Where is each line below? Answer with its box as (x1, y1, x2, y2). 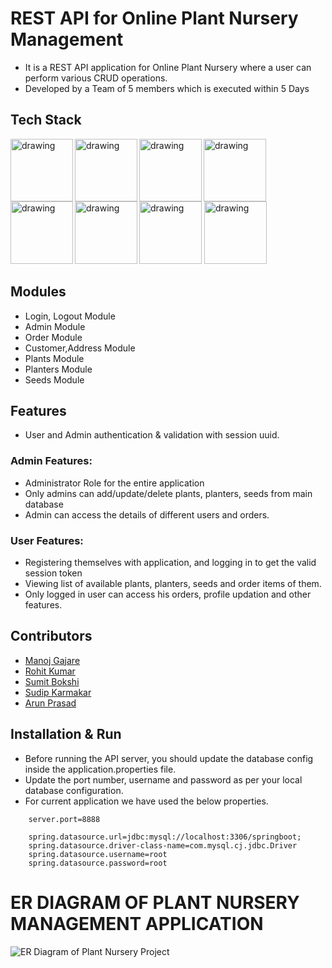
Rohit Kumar (24, 665, 76, 677)
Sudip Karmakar (24, 686, 92, 698)
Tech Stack (10, 112, 82, 129)
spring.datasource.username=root (28, 849, 168, 859)
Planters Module (24, 363, 93, 375)
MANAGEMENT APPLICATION (10, 912, 264, 935)
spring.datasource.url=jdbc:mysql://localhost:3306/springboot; (28, 832, 302, 842)
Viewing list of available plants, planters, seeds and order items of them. (24, 577, 322, 589)
